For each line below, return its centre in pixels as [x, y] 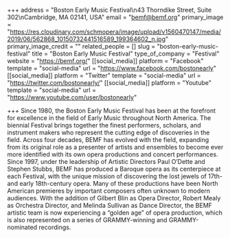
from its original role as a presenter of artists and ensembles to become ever [115, 147]
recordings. [55, 227]
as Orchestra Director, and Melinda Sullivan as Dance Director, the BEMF [110, 205]
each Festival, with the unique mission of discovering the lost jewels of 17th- [115, 176]
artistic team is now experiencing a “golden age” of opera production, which [115, 213]
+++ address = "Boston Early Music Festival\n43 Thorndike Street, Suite [109, 10]
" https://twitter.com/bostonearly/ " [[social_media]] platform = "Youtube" [109, 83]
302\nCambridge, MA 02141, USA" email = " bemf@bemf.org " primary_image [115, 17]
